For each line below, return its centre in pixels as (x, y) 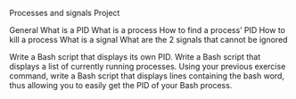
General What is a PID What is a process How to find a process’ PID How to (147, 30)
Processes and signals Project (65, 13)
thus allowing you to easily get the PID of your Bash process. (121, 85)
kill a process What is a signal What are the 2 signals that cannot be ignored (148, 40)
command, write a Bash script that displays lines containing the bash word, (147, 76)
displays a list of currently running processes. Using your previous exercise (148, 66)
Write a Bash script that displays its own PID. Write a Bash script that (135, 57)
